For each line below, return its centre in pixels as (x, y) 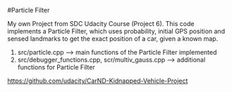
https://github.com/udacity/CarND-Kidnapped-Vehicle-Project (98, 81)
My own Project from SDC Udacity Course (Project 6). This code (101, 24)
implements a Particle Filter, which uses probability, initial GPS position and (116, 31)
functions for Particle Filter (56, 67)
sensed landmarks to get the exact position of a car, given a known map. (113, 39)
